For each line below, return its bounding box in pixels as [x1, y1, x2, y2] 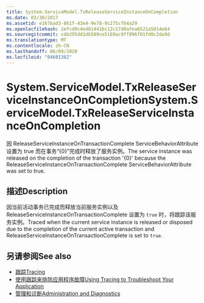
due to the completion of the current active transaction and [6, 225, 155, 233]
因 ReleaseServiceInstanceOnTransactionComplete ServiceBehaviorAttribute [6, 140, 199, 147]
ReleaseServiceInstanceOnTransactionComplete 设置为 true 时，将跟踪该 [6, 211, 191, 219]
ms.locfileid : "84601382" [6, 54, 72, 60]
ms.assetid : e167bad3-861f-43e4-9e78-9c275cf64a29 [6, 20, 138, 26]
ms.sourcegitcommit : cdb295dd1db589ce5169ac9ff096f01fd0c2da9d [6, 32, 171, 38]
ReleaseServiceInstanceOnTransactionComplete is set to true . [6, 232, 163, 239]
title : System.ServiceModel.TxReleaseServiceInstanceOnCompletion [6, 9, 178, 15]
